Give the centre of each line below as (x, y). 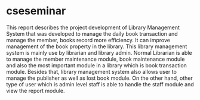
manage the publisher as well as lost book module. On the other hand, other (99, 78)
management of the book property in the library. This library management (97, 46)
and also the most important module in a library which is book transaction (96, 65)
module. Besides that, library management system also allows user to (92, 71)
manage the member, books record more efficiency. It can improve (88, 40)
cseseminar (36, 11)
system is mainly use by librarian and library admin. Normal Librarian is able (99, 52)
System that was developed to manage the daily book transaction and (92, 33)
